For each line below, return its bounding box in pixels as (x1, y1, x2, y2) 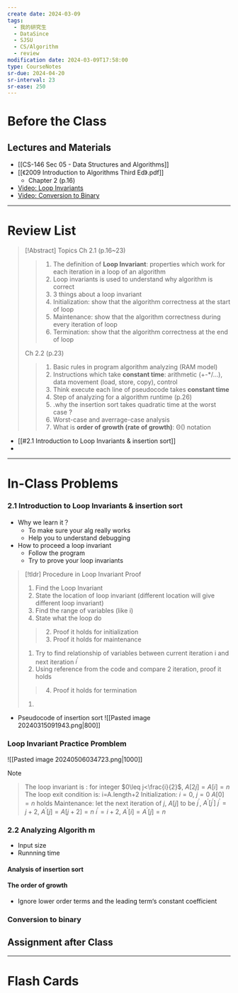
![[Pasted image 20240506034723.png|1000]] (7, 755, 143, 763)
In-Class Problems (7, 476, 119, 492)
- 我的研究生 (13, 23, 47, 30)
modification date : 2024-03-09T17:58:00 (7, 57, 129, 64)
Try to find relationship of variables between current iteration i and (35, 649, 229, 657)
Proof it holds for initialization (52, 627, 139, 636)
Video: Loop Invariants (17, 184, 84, 192)
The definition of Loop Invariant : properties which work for (52, 260, 225, 269)
